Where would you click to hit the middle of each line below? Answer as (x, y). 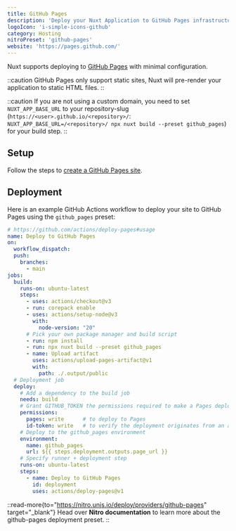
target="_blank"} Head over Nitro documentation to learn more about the (114, 512)
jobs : (15, 275)
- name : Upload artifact (62, 354)
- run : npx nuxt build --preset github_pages (93, 347)
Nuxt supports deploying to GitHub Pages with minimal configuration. (108, 66)
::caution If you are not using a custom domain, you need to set (99, 101)
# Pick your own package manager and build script (101, 334)
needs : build (39, 399)
